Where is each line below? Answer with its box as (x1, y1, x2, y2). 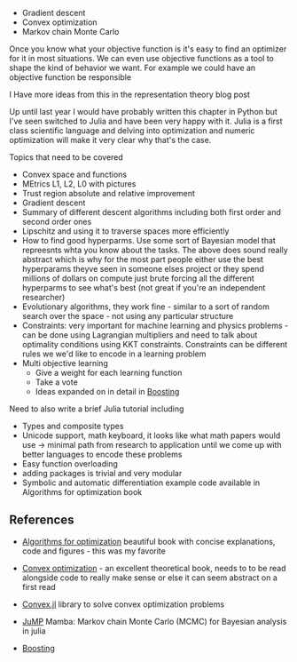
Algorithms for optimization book (21, 487, 143, 497)
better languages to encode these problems (21, 449, 183, 459)
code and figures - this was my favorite (21, 546, 166, 556)
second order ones (21, 217, 92, 227)
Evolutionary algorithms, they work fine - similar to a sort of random (21, 301, 270, 312)
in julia (21, 626, 46, 636)
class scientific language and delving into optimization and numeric (9, 125, 255, 136)
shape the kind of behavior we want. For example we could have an (9, 62, 256, 73)
